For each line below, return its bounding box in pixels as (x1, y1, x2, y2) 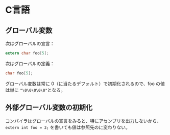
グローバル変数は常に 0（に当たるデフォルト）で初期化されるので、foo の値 (5, 80, 165, 87)
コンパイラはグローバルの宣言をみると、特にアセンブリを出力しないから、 (5, 118, 162, 124)
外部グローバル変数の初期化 (5, 103, 93, 112)
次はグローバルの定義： (5, 60, 55, 66)
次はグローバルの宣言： (5, 41, 55, 46)
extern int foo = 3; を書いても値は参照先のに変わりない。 (5, 124, 130, 130)
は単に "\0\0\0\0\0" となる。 (5, 87, 65, 93)
